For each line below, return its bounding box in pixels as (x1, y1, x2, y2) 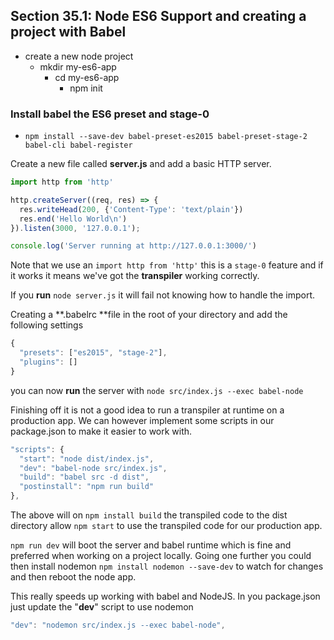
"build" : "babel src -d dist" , (19, 472, 150, 483)
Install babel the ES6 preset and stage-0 (10, 107, 210, 121)
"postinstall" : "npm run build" (19, 482, 155, 492)
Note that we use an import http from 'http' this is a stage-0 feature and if (10, 259, 324, 271)
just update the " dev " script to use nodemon (10, 601, 194, 613)
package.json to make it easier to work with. (10, 425, 193, 437)
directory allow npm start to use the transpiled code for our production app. (10, 520, 323, 532)
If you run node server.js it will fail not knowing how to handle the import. (10, 289, 316, 301)
